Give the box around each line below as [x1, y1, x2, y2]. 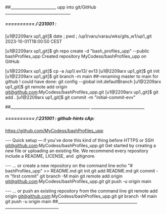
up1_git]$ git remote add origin [5, 84, 68, 89]
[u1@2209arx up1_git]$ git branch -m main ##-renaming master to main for [5, 73, 159, 79]
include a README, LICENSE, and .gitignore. [5, 153, 96, 159]
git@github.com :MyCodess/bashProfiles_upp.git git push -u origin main [5, 178, 152, 184]
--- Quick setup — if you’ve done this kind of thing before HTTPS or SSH [5, 137, 154, 143]
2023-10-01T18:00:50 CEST [5, 38, 62, 44]
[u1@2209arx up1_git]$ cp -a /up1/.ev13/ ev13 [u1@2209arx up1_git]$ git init [5, 68, 160, 74]
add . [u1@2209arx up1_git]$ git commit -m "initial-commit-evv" [5, 94, 136, 100]
